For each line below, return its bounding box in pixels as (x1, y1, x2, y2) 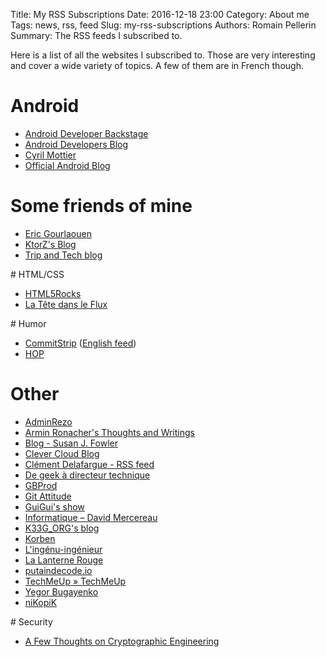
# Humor (10, 317, 47, 329)
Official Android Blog (24, 159, 111, 171)
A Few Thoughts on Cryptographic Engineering (24, 635, 220, 647)
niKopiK (24, 596, 58, 608)
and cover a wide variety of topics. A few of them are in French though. (10, 60, 304, 71)
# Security (10, 615, 53, 628)
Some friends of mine (10, 195, 193, 218)
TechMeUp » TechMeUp (24, 575, 127, 587)
